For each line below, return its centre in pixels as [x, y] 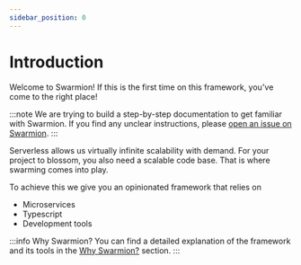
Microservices [49, 204]
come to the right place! [53, 96]
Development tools [57, 223]
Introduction [57, 62]
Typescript [42, 214]
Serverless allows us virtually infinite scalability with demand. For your [139, 150]
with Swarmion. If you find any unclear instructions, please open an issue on [150, 123]
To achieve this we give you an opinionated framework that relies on [136, 187]
